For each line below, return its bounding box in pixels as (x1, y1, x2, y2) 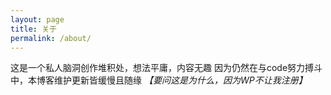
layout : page (10, 14, 65, 25)
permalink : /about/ (10, 33, 92, 43)
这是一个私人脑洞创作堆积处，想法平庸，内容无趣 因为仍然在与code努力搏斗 (10, 62, 323, 74)
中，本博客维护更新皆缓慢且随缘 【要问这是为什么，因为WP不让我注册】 (10, 74, 308, 86)
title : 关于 (10, 24, 57, 34)
